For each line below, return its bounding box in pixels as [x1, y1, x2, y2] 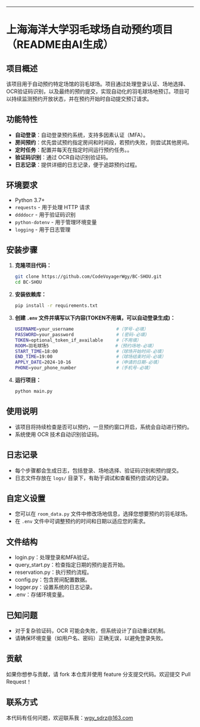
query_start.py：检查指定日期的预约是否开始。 [14, 561, 129, 568]
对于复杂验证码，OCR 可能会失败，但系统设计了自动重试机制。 [14, 627, 168, 634]
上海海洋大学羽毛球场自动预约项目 [6, 23, 174, 36]
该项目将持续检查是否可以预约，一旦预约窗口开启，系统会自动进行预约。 [14, 423, 192, 430]
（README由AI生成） [6, 38, 114, 51]
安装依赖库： [14, 291, 46, 298]
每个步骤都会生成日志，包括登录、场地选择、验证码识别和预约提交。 [14, 467, 182, 474]
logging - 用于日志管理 [14, 226, 71, 233]
